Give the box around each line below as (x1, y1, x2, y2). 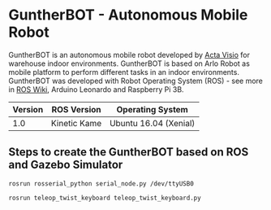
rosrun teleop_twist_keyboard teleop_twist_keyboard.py (8, 194, 201, 202)
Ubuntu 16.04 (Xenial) (109, 117, 196, 129)
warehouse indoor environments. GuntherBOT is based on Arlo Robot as (8, 59, 250, 68)
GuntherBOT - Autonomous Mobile (8, 6, 248, 24)
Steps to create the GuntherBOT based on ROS (8, 145, 249, 160)
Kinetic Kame (51, 117, 102, 129)
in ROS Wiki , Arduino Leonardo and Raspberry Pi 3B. (8, 84, 184, 94)
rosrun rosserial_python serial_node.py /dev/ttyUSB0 (8, 179, 195, 188)
